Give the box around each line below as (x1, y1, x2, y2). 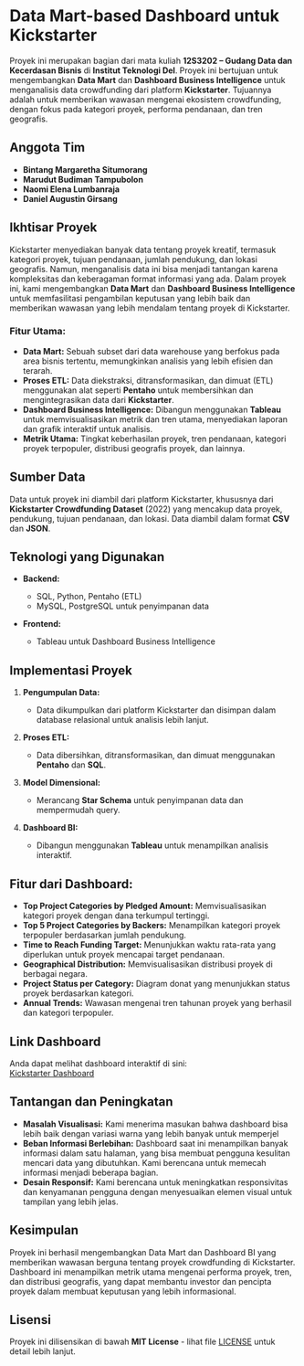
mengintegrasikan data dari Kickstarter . (22, 394, 175, 405)
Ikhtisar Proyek (9, 220, 98, 236)
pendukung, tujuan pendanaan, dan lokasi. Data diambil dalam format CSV (9, 513, 290, 524)
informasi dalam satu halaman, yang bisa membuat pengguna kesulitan (22, 1148, 290, 1159)
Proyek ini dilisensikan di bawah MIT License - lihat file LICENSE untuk (9, 1336, 276, 1348)
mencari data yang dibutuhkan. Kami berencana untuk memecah (22, 1157, 267, 1168)
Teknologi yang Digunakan (9, 549, 165, 565)
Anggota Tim (9, 140, 85, 155)
